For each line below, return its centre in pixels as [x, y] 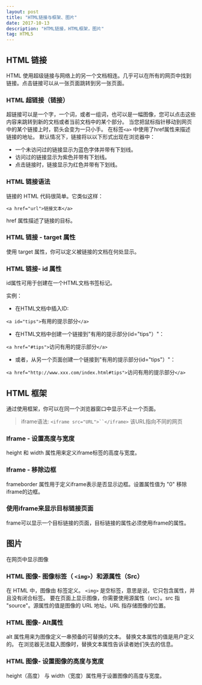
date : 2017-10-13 [28, 23]
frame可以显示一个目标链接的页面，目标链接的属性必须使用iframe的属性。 [98, 523]
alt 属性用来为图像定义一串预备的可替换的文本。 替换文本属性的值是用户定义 [100, 637]
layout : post [23, 12]
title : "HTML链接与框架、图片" [42, 17]
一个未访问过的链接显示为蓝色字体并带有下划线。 [75, 150]
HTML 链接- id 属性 [34, 269]
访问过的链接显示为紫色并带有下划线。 [62, 157]
